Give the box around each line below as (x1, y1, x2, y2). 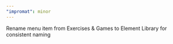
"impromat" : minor (6, 8, 51, 15)
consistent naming (6, 31, 51, 38)
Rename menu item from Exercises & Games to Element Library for (6, 25, 167, 32)
